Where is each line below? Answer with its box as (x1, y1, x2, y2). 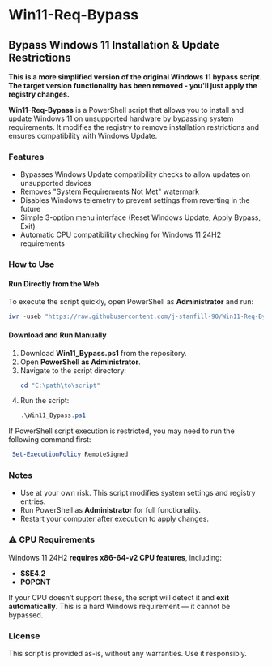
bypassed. (8, 610, 44, 620)
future (19, 204, 41, 214)
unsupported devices (19, 178, 91, 188)
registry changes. (8, 89, 70, 99)
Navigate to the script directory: (19, 365, 127, 375)
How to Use (8, 259, 55, 270)
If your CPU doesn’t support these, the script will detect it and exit (8, 592, 229, 602)
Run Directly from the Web (8, 278, 100, 289)
